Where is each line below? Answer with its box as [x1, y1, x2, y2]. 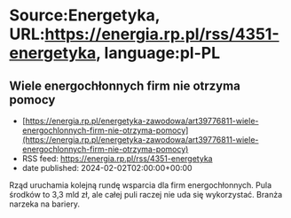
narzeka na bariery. [9, 199, 80, 209]
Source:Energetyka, [9, 5, 161, 26]
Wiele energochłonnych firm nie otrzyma [9, 78, 241, 93]
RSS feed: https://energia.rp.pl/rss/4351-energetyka [21, 153, 213, 164]
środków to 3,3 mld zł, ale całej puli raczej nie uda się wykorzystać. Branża [9, 190, 282, 199]
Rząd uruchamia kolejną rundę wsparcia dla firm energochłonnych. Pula [9, 180, 272, 191]
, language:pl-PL [96, 43, 220, 63]
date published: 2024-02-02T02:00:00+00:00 [21, 163, 193, 173]
